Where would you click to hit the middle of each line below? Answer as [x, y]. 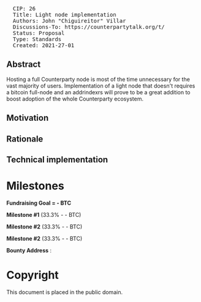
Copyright [33, 275]
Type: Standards [37, 39]
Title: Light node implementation [64, 15]
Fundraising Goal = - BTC [39, 203]
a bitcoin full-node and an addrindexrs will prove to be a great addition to [99, 92]
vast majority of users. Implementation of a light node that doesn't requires [101, 86]
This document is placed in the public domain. [65, 292]
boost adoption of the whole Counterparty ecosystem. [75, 99]
